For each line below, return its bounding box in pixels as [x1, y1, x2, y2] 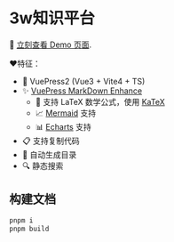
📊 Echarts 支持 [35, 121, 91, 132]
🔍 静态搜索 [21, 160, 64, 171]
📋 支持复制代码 [21, 135, 80, 146]
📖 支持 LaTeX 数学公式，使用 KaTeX [35, 96, 166, 107]
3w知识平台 [9, 8, 95, 28]
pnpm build [9, 224, 50, 233]
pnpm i [9, 215, 34, 225]
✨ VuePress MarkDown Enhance [21, 85, 143, 96]
